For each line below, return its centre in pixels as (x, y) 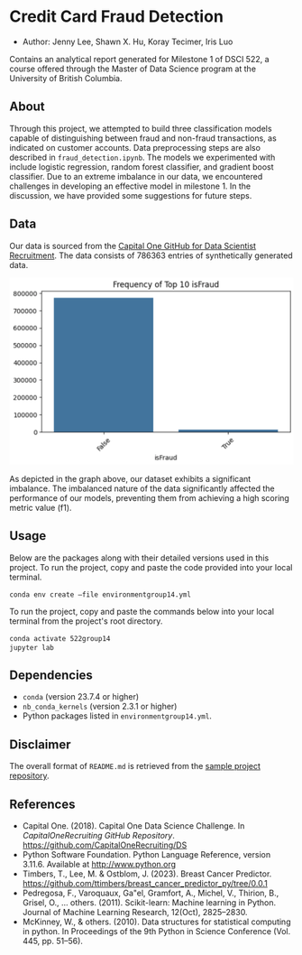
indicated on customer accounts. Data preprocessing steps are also (135, 147)
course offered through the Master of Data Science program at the (133, 69)
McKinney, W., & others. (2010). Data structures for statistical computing (156, 922)
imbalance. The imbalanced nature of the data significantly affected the (142, 488)
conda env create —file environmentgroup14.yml (101, 594)
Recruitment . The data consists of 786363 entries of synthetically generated (151, 255)
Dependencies (51, 675)
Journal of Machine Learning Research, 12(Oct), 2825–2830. (135, 913)
